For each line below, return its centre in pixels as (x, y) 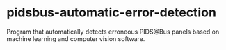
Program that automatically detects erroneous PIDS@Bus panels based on (113, 32)
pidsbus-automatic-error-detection (112, 13)
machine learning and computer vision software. (76, 38)
